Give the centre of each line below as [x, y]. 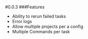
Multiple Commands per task [41, 32]
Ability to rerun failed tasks [39, 16]
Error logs [22, 21]
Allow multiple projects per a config [48, 26]
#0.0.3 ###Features [25, 7]
